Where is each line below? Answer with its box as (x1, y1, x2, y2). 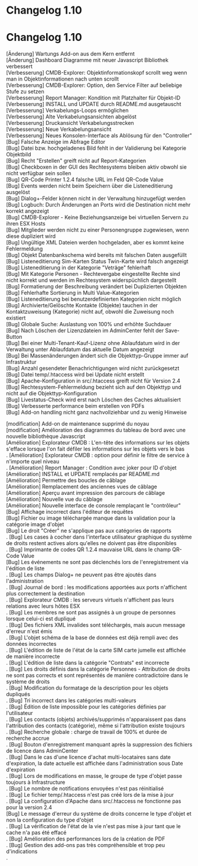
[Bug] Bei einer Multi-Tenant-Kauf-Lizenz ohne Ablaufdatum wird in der (6, 340, 180, 347)
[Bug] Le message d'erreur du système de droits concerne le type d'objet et (6, 810, 191, 817)
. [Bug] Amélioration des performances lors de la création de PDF (6, 835, 165, 842)
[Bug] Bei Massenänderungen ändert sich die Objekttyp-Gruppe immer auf (6, 352, 189, 359)
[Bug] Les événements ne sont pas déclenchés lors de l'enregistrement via (6, 559, 189, 566)
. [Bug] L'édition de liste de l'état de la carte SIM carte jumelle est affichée (6, 646, 186, 654)
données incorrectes (6, 640, 57, 648)
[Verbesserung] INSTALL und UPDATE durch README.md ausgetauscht (6, 101, 181, 108)
